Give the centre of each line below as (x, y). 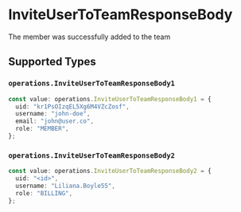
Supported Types (52, 62)
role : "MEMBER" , (42, 129)
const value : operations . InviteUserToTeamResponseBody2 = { (110, 171)
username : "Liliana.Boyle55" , (65, 186)
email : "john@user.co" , (54, 121)
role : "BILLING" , (44, 193)
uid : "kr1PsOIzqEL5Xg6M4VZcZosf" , (72, 106)
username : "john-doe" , (53, 114)
